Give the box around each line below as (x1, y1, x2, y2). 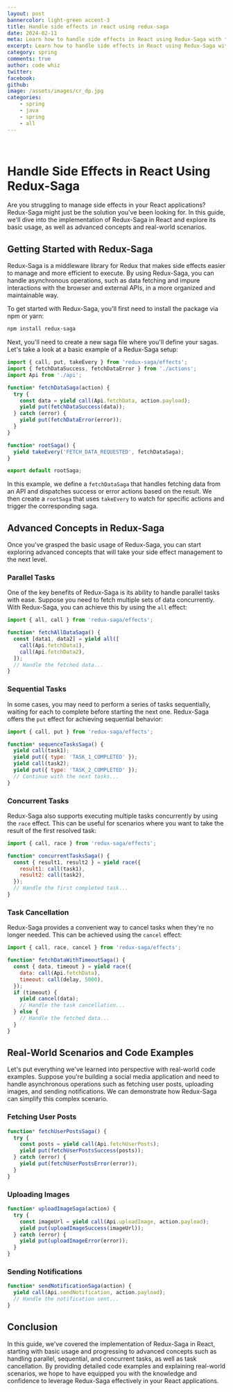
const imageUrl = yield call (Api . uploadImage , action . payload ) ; (19, 1218, 209, 1225)
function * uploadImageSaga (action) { (7, 1205, 116, 1212)
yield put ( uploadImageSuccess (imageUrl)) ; (19, 1225, 144, 1232)
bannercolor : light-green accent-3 (7, 17, 110, 24)
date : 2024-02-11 (7, 29, 58, 37)
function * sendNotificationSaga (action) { (7, 1282, 132, 1290)
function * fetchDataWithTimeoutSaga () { (7, 957, 126, 964)
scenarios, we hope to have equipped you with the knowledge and (7, 1369, 198, 1377)
